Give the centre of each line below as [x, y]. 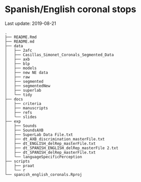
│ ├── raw [17, 77]
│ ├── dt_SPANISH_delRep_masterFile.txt [50, 152]
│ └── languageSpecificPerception [43, 157]
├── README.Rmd [21, 37]
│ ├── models [21, 68]
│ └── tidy [19, 95]
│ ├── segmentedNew [28, 86]
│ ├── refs [19, 113]
